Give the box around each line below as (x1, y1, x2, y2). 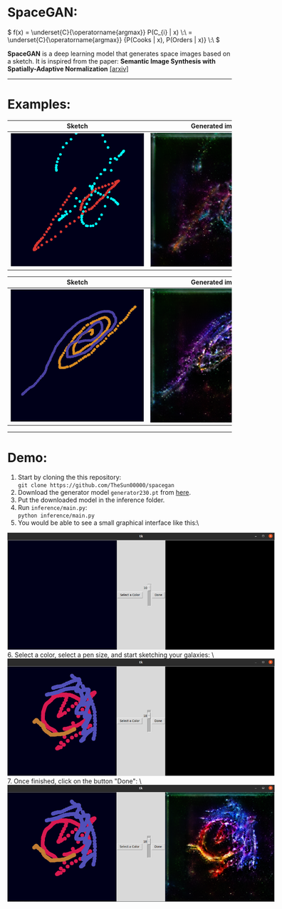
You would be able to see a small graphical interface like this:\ (17, 518, 199, 527)
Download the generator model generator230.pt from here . (17, 488, 191, 497)
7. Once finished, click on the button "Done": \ (7, 776, 142, 785)
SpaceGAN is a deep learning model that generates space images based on (7, 49, 231, 58)
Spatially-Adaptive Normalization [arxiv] (7, 64, 129, 73)
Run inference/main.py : (17, 503, 88, 512)
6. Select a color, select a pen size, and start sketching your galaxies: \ (7, 651, 214, 659)
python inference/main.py (17, 512, 95, 520)
